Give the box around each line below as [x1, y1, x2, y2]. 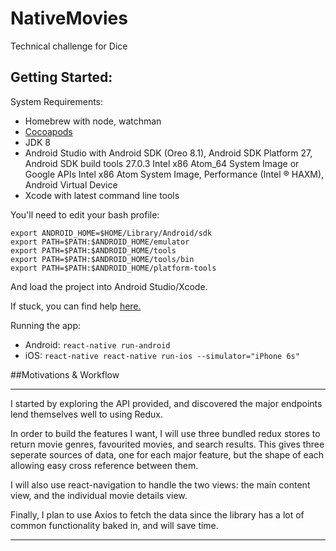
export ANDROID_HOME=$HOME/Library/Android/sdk [10, 228, 213, 238]
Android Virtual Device [24, 178, 118, 191]
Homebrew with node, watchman [24, 115, 162, 127]
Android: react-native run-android [24, 338, 171, 351]
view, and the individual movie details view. [10, 489, 188, 501]
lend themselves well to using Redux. [10, 408, 163, 420]
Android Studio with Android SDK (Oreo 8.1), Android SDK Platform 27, [24, 147, 313, 159]
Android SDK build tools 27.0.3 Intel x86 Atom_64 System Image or [24, 157, 300, 169]
